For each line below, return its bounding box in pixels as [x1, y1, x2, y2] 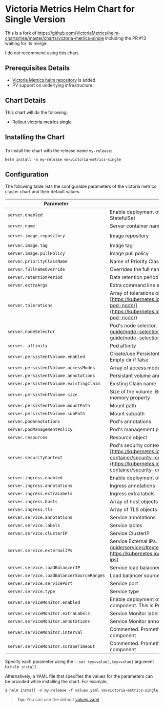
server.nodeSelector [7, 329, 55, 334]
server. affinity [7, 343, 48, 348]
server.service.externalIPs [7, 548, 73, 553]
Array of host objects [109, 498, 158, 505]
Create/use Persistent [109, 350, 160, 357]
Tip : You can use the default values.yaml [17, 696, 99, 702]
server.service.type [7, 588, 55, 594]
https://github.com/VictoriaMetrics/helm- [37, 30, 121, 36]
